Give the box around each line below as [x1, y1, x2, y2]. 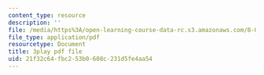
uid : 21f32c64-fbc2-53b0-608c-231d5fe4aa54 [8, 55, 153, 63]
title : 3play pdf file [8, 48, 82, 55]
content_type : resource [8, 11, 86, 20]
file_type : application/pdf [8, 33, 101, 41]
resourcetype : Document [8, 41, 86, 48]
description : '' [8, 19, 61, 27]
